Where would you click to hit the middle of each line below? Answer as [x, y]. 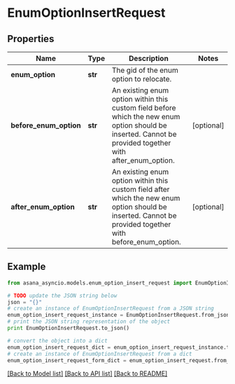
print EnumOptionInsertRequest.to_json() [69, 328]
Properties [31, 39]
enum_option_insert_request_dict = [59, 347]
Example [27, 267]
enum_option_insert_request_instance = [65, 315]
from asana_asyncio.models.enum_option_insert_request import [100, 283]
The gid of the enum [145, 70]
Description [149, 59]
